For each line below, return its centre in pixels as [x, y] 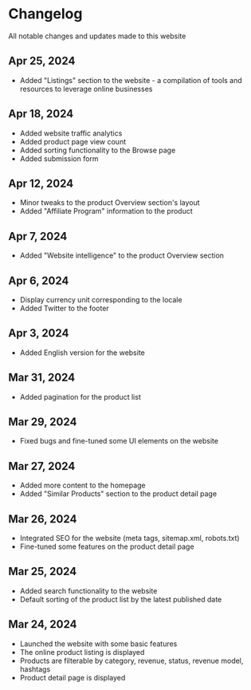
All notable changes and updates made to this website [97, 36]
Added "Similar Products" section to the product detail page [118, 494]
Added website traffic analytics [71, 133]
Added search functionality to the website [88, 590]
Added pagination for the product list [80, 396]
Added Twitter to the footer [64, 308]
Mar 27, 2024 [42, 466]
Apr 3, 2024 [39, 333]
